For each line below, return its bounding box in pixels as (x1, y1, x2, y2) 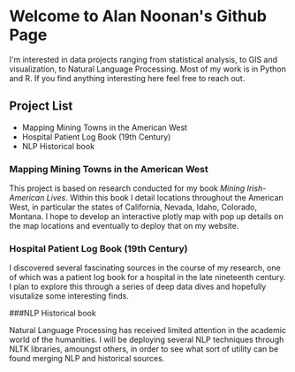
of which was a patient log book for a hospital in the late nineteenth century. (9, 272, 286, 283)
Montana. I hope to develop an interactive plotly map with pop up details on (9, 211, 284, 222)
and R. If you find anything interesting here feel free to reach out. (9, 72, 246, 83)
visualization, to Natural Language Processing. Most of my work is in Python (9, 64, 287, 74)
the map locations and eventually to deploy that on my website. (9, 221, 239, 232)
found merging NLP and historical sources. (9, 353, 165, 364)
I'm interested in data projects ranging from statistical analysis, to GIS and (9, 54, 278, 65)
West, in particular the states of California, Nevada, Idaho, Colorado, (9, 201, 258, 213)
